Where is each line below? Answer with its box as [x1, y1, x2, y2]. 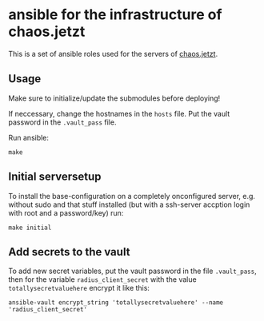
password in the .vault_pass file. [8, 117, 117, 127]
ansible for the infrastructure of [8, 6, 222, 24]
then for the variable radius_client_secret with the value [8, 275, 198, 284]
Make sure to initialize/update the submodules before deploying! [8, 93, 221, 103]
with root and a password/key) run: [8, 208, 124, 217]
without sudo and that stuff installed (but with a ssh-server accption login [8, 200, 250, 209]
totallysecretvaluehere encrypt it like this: [8, 283, 150, 293]
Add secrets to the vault [8, 245, 130, 259]
